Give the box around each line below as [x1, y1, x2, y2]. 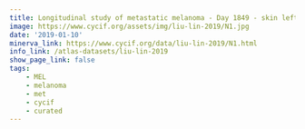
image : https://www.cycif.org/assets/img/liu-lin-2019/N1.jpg [9, 22, 250, 31]
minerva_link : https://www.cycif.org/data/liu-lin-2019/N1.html [9, 38, 258, 48]
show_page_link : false [9, 55, 95, 64]
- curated [25, 106, 64, 115]
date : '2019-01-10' [9, 30, 84, 39]
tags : [9, 64, 30, 74]
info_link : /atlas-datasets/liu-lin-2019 [9, 47, 169, 56]
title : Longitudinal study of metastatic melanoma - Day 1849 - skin [9, 13, 279, 23]
